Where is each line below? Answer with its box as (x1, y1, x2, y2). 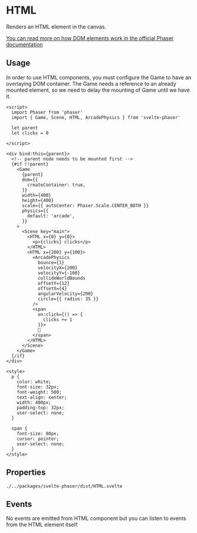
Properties (6, 467, 46, 477)
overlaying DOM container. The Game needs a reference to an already (6, 80, 177, 87)
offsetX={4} (37, 285, 67, 291)
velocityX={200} (37, 265, 78, 271)
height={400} (21, 197, 54, 203)
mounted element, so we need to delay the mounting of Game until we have (6, 86, 190, 94)
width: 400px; (17, 399, 51, 406)
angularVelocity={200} (37, 291, 94, 297)
